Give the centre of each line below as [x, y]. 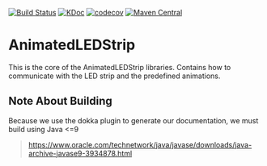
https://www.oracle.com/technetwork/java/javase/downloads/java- [140, 144]
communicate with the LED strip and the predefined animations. [114, 76]
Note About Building [61, 101]
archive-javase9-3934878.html [80, 153]
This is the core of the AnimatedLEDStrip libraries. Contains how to [120, 67]
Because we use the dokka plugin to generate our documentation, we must [133, 120]
